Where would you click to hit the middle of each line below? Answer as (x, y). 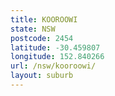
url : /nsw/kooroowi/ (53, 66)
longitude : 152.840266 (57, 57)
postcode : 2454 (42, 38)
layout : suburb (42, 76)
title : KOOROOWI (44, 19)
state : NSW (33, 29)
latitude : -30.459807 (55, 47)
